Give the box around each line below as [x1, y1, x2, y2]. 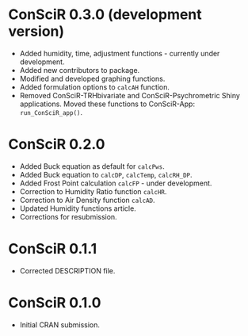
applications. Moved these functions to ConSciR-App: [19, 99, 196, 109]
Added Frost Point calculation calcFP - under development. [19, 178, 212, 188]
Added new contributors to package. [19, 65, 140, 74]
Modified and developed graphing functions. [19, 74, 166, 83]
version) [8, 22, 65, 40]
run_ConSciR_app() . [19, 107, 83, 116]
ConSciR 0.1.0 [8, 294, 101, 311]
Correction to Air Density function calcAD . [19, 195, 156, 204]
